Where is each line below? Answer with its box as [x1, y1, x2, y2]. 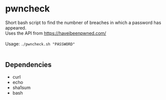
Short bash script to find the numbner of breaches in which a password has [5, 19, 161, 25]
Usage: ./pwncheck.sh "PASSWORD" [5, 40, 75, 46]
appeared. [5, 24, 27, 30]
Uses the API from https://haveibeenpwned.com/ [5, 30, 106, 36]
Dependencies [5, 60, 52, 69]
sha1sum [12, 84, 31, 90]
